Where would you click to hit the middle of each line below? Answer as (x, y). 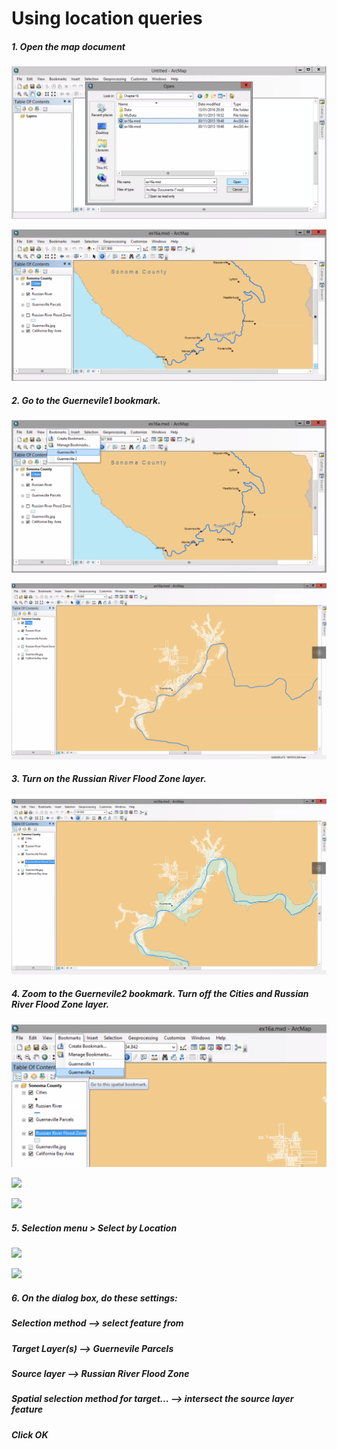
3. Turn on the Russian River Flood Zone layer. (109, 779)
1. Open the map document (68, 46)
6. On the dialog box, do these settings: (94, 1298)
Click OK (30, 1434)
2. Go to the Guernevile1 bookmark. (86, 401)
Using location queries (107, 18)
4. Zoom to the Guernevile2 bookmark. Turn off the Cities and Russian (160, 994)
